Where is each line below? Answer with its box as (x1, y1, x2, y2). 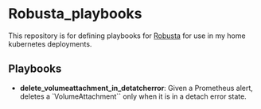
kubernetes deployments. (8, 39, 92, 48)
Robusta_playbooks (8, 5, 142, 23)
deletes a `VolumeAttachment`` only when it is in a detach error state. (19, 92, 247, 101)
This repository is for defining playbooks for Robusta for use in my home (8, 31, 246, 40)
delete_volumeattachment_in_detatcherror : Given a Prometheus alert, (19, 83, 253, 92)
